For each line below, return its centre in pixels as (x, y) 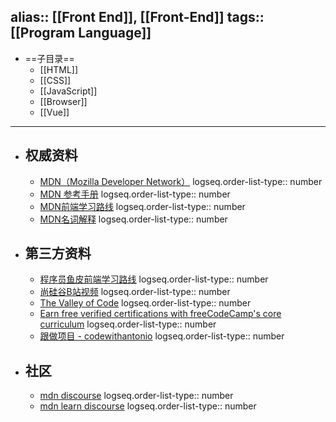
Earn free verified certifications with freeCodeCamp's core (160, 314)
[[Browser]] (63, 101)
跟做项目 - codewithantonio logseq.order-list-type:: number (162, 336)
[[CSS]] (55, 80)
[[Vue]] (54, 112)
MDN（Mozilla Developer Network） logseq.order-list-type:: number (181, 181)
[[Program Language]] (81, 33)
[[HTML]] (59, 69)
